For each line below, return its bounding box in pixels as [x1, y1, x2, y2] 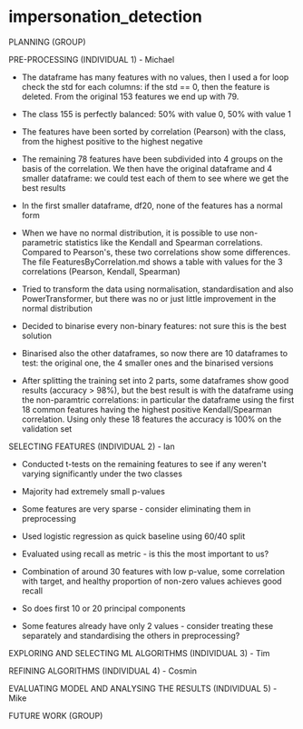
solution [21, 330, 52, 341]
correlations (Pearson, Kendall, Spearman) [21, 265, 181, 276]
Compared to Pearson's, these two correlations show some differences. [21, 246, 291, 257]
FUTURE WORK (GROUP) [8, 710, 103, 721]
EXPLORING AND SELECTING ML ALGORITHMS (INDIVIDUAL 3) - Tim [8, 647, 270, 658]
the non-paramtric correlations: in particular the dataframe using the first [21, 394, 295, 405]
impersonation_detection [8, 6, 203, 27]
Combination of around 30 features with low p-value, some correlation [21, 565, 286, 576]
